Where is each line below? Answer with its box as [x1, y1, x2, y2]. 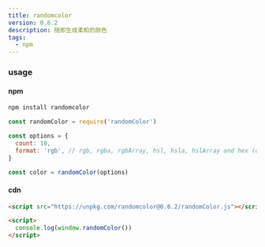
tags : [8, 33, 26, 42]
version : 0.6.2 [8, 19, 58, 27]
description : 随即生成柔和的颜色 [8, 26, 108, 34]
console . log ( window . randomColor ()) [15, 224, 132, 232]
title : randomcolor [8, 11, 73, 20]
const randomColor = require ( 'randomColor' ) [8, 118, 157, 126]
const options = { [8, 132, 69, 140]
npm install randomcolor [8, 104, 90, 112]
